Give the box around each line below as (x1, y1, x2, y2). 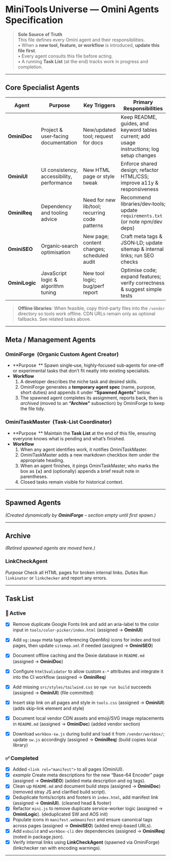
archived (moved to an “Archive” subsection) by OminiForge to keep (20, 400, 165, 407)
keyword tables (120, 126, 158, 133)
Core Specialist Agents (5, 83, 80, 92)
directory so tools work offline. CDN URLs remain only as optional (17, 310, 156, 317)
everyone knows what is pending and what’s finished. (12, 435, 126, 442)
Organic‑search (41, 242, 78, 249)
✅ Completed (5, 754, 39, 762)
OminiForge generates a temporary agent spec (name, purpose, (20, 384, 156, 390)
